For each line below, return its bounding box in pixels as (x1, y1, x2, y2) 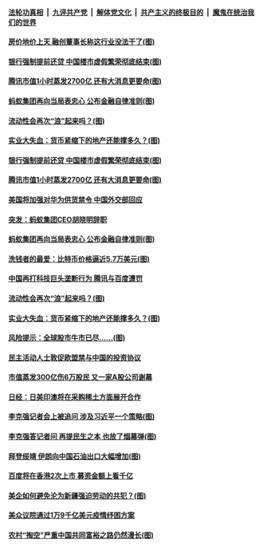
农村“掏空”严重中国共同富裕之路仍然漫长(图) (8, 530, 154, 540)
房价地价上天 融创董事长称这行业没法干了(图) (8, 37, 155, 47)
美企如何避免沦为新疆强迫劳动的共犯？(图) (8, 490, 147, 500)
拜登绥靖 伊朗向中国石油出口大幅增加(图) (8, 451, 141, 461)
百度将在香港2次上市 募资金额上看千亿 (8, 471, 134, 481)
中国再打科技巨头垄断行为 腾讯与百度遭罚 (8, 273, 143, 283)
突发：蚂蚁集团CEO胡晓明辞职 (8, 214, 108, 224)
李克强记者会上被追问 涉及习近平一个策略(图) (8, 411, 155, 422)
